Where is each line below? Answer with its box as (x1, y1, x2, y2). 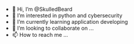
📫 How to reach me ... (11, 32, 68, 38)
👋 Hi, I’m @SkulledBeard (11, 6, 72, 12)
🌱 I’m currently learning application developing (11, 18, 128, 25)
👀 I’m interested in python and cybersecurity (11, 12, 123, 19)
